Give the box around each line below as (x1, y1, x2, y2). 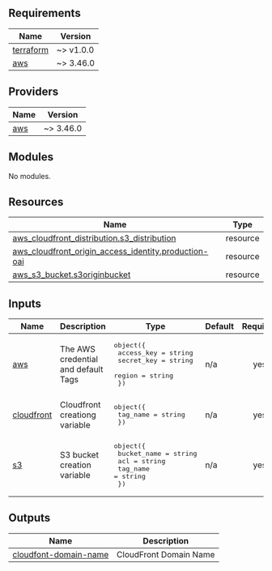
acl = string (117, 457, 166, 466)
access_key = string (117, 348, 193, 357)
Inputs (8, 296, 42, 310)
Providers (8, 85, 59, 99)
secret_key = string (117, 356, 193, 365)
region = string (113, 372, 174, 380)
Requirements (8, 6, 81, 20)
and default (59, 364, 104, 375)
